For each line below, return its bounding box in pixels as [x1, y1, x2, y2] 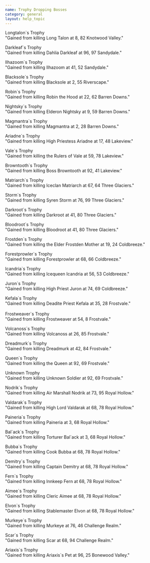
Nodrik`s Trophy [5, 385, 38, 391]
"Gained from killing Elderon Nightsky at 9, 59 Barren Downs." [5, 109, 130, 115]
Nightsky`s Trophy [5, 104, 43, 110]
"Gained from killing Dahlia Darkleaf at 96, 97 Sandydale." [5, 50, 122, 56]
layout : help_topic [5, 16, 45, 21]
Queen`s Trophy [5, 355, 38, 361]
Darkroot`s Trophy [5, 207, 42, 213]
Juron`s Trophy [5, 281, 36, 287]
